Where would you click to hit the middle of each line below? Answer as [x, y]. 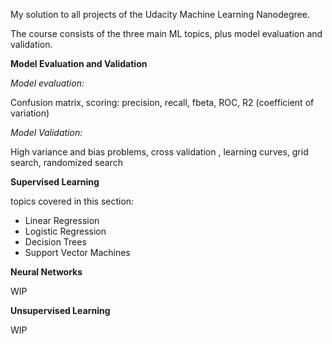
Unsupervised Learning [60, 310]
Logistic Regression [65, 231]
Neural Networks [46, 272]
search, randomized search [66, 162]
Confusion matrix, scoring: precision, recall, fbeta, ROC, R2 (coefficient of [162, 102]
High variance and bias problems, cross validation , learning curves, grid [159, 152]
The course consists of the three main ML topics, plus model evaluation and [166, 33]
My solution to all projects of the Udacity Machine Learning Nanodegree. [160, 14]
